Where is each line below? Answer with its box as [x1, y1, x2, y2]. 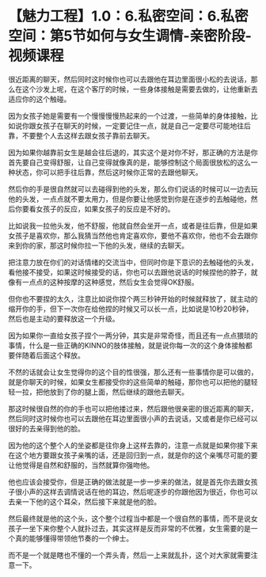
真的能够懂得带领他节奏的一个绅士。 [14, 533, 133, 543]
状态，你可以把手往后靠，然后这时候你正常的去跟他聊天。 [14, 167, 203, 177]
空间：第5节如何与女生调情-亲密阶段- [8, 27, 252, 45]
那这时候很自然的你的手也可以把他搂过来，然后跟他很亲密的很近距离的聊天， [8, 404, 258, 413]
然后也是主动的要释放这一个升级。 [8, 313, 120, 323]
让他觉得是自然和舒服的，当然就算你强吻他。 [8, 460, 154, 469]
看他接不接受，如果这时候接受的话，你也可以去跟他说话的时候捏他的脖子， [8, 267, 251, 277]
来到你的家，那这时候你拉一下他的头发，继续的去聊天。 [8, 241, 188, 250]
